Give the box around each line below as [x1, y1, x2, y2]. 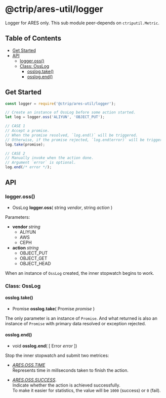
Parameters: [5, 214, 30, 220]
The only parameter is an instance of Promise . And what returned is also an [5, 315, 158, 321]
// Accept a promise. [5, 128, 50, 133]
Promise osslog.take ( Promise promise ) [12, 305, 95, 311]
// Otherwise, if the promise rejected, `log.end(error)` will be [5, 137, 145, 142]
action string [12, 245, 39, 250]
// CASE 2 [5, 151, 26, 156]
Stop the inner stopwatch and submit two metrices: [5, 352, 109, 358]
